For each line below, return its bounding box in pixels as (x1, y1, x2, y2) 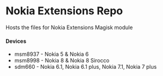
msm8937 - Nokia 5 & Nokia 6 (14, 50, 89, 58)
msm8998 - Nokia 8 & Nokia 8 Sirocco (14, 57, 110, 64)
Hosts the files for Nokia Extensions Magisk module (5, 24, 133, 31)
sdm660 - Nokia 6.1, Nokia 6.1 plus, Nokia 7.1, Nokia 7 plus (14, 64, 157, 71)
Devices (5, 37, 26, 45)
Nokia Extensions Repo (5, 4, 123, 18)
